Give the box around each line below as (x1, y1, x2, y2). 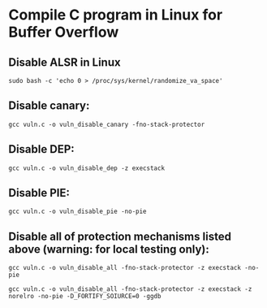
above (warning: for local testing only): (8, 242, 209, 256)
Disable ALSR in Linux (8, 55, 121, 69)
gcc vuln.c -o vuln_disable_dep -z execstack (8, 164, 165, 172)
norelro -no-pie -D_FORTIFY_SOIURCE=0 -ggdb (8, 293, 161, 301)
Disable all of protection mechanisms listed (8, 229, 231, 243)
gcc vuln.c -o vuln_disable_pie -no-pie (8, 207, 148, 216)
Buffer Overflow (8, 23, 119, 41)
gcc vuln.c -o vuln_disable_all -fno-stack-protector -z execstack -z (8, 285, 252, 293)
